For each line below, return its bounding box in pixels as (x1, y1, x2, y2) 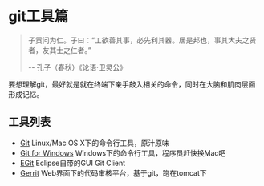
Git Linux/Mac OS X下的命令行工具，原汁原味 (19, 138, 170, 148)
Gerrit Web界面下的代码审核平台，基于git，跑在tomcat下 (19, 168, 207, 177)
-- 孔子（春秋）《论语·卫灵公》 (27, 62, 127, 72)
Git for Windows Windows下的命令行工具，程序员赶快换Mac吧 (19, 148, 226, 157)
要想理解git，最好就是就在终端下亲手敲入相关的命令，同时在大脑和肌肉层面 (8, 79, 256, 89)
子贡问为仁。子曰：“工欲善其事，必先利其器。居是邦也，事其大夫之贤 (27, 35, 257, 45)
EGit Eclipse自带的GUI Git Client (19, 158, 126, 168)
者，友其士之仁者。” (27, 45, 91, 55)
